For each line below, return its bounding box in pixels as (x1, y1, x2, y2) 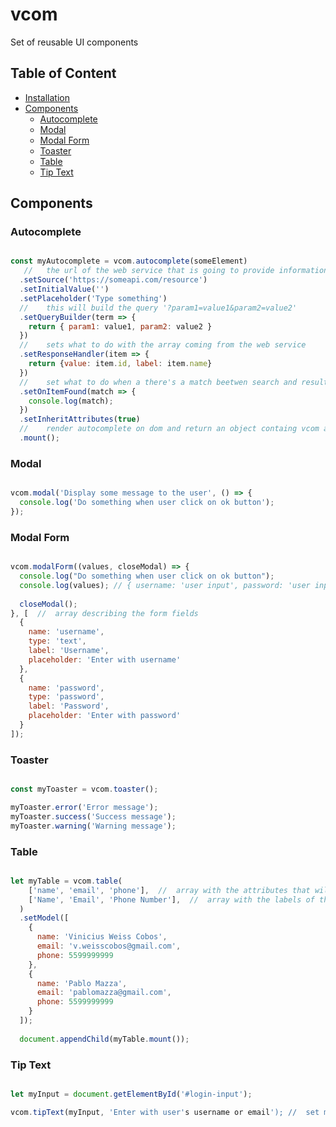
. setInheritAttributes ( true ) (19, 414, 141, 425)
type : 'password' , (28, 692, 105, 702)
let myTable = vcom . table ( (10, 876, 123, 886)
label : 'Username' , (28, 646, 110, 656)
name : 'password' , (28, 683, 105, 693)
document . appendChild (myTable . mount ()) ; (19, 1034, 190, 1044)
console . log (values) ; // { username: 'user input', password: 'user (19, 580, 311, 590)
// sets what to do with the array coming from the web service (19, 340, 307, 350)
